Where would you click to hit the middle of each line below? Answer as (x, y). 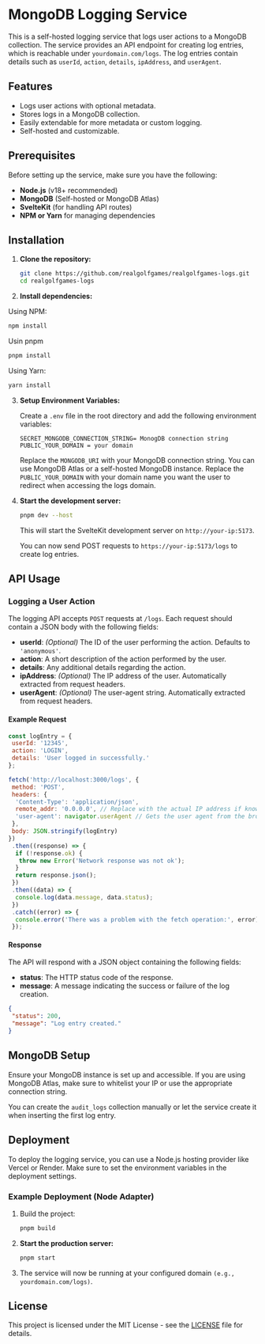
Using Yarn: (27, 370)
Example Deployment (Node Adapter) (81, 1196)
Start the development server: (70, 501)
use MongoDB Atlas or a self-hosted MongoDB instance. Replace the (132, 468)
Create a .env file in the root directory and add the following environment (138, 415)
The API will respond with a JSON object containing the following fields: (125, 962)
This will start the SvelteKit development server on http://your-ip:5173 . (137, 530)
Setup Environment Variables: (70, 400)
